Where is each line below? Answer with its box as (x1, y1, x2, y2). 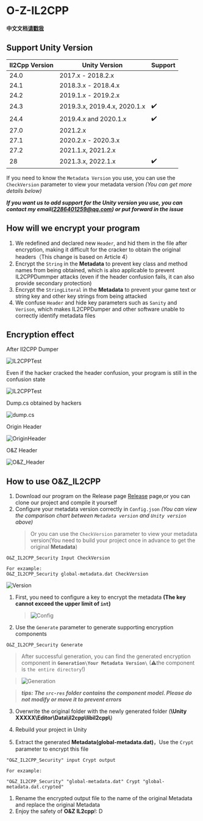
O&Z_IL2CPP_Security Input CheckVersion (6, 555, 111, 562)
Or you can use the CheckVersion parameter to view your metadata (30, 530, 198, 538)
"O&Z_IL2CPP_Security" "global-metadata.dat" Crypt (6, 779, 140, 785)
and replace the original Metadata (15, 801, 101, 809)
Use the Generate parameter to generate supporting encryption (15, 624, 174, 631)
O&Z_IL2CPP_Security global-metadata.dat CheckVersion (6, 571, 149, 577)
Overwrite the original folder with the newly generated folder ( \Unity (15, 707, 187, 715)
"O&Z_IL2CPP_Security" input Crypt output (6, 758, 116, 764)
